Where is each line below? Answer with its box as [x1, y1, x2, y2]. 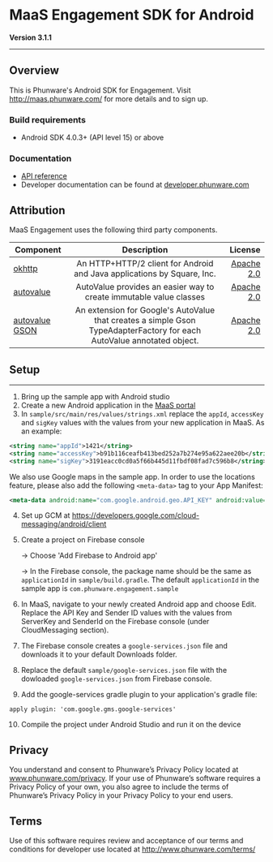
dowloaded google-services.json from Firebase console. [20, 674, 212, 683]
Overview [9, 63, 60, 78]
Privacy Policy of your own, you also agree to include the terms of [9, 782, 229, 792]
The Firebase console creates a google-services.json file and [20, 641, 228, 651]
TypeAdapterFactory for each [88, 325, 202, 336]
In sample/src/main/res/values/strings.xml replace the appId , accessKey [20, 408, 264, 419]
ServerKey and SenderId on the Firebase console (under [20, 617, 210, 627]
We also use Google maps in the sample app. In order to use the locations [9, 472, 256, 481]
